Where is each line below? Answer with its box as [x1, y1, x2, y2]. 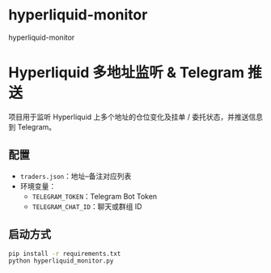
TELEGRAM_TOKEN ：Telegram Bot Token [32, 191, 158, 201]
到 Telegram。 [8, 122, 57, 131]
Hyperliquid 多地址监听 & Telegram [8, 63, 245, 82]
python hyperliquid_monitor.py [8, 257, 114, 265]
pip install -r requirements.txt [8, 250, 121, 258]
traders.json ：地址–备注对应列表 [19, 171, 132, 181]
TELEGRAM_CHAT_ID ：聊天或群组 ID [32, 201, 142, 211]
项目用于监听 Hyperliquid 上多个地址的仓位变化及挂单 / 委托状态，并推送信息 [8, 112, 263, 122]
